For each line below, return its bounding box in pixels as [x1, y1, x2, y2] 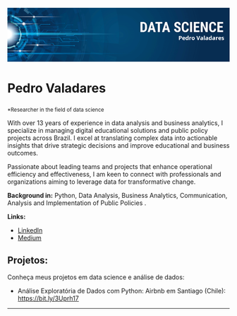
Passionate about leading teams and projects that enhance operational [7, 163, 213, 171]
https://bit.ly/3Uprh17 [17, 294, 79, 303]
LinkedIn [17, 226, 43, 235]
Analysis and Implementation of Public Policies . [7, 199, 147, 207]
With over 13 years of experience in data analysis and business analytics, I [7, 119, 224, 127]
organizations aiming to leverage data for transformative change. [7, 177, 196, 186]
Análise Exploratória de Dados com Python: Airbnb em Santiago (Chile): [17, 287, 226, 295]
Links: [7, 213, 26, 221]
